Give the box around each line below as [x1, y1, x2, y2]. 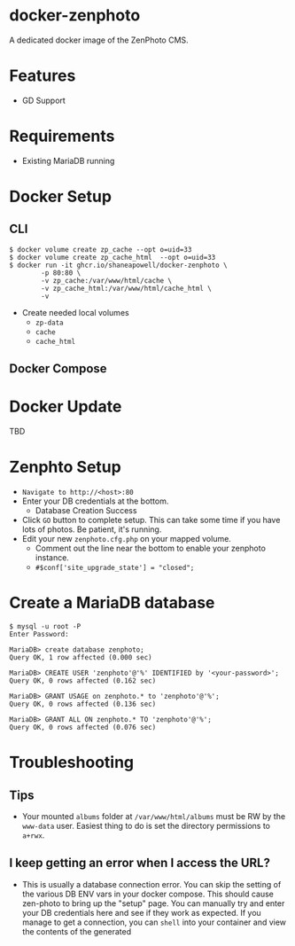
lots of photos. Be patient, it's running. [21, 524, 162, 535]
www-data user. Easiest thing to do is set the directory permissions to [21, 821, 270, 832]
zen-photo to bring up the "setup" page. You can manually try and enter [21, 897, 285, 909]
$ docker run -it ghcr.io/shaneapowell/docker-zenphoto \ [9, 261, 228, 270]
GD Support [21, 95, 66, 106]
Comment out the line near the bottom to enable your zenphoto [35, 543, 266, 554]
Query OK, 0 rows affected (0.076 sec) [9, 723, 157, 732]
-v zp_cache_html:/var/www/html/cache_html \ [41, 284, 213, 293]
